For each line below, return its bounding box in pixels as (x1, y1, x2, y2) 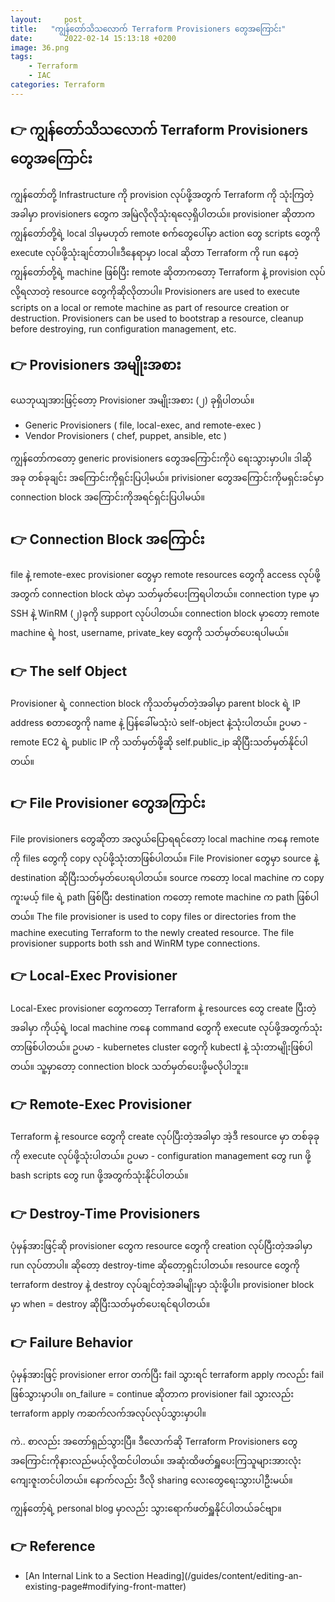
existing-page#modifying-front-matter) (24, 1580, 187, 1592)
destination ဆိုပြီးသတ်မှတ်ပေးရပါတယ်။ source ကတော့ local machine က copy (10, 871, 325, 883)
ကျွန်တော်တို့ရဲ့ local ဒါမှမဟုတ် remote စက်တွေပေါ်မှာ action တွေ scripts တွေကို (10, 227, 321, 239)
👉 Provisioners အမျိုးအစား (10, 356, 182, 373)
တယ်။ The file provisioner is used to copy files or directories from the (10, 910, 297, 922)
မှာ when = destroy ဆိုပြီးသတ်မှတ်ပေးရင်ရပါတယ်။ (10, 1298, 211, 1310)
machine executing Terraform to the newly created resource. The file (10, 926, 295, 938)
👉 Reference (10, 1538, 96, 1555)
